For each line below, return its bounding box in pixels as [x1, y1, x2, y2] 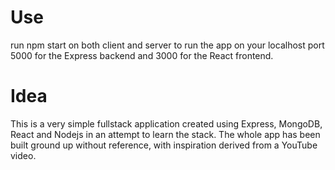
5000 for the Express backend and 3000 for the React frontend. [10, 49, 274, 61]
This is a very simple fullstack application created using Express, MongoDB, [10, 117, 323, 130]
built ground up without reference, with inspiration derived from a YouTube [10, 139, 318, 151]
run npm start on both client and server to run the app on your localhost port [10, 39, 325, 51]
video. [10, 149, 37, 161]
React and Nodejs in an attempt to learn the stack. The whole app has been [10, 128, 321, 140]
